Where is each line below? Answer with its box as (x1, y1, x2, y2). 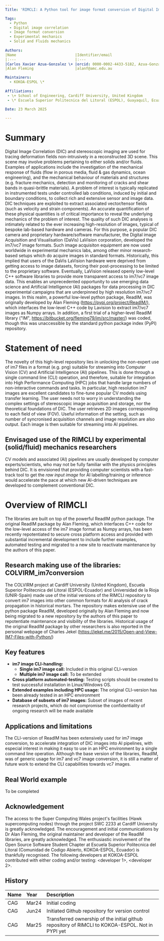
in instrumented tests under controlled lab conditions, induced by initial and (5, 190, 157, 196)
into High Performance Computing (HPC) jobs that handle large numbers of (5, 380, 157, 385)
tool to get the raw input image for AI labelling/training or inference (16, 471, 151, 478)
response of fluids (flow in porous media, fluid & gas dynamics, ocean (5, 170, 145, 175)
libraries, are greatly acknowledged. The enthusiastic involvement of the (5, 836, 150, 842)
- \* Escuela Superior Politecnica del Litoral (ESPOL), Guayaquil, (7, 98, 150, 103)
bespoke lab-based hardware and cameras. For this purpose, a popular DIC (5, 226, 157, 233)
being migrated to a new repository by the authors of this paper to (5, 613, 138, 619)
